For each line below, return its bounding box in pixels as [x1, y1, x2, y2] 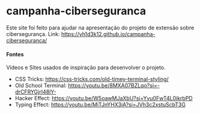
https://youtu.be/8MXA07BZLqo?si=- [68, 82, 160, 89]
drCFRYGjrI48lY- [14, 88, 56, 95]
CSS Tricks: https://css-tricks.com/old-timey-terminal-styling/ [14, 76, 169, 83]
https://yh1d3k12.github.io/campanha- [61, 30, 156, 37]
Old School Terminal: [14, 82, 67, 89]
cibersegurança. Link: [6, 30, 60, 37]
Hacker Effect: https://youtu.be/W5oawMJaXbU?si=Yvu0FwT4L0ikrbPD [14, 95, 193, 102]
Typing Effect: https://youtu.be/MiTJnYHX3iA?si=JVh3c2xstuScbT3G [14, 101, 186, 109]
